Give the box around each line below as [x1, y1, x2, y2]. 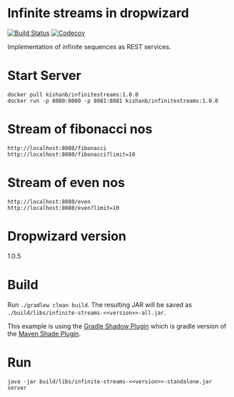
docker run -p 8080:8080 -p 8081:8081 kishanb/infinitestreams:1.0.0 [7, 97, 219, 104]
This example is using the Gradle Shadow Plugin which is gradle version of [7, 321, 227, 330]
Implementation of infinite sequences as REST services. [7, 42, 171, 51]
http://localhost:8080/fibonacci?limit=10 [7, 151, 136, 158]
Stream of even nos [7, 175, 126, 191]
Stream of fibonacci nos [7, 121, 153, 137]
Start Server [7, 68, 82, 84]
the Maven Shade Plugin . [7, 329, 81, 338]
